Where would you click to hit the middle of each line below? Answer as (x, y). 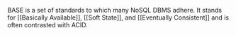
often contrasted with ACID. (48, 25)
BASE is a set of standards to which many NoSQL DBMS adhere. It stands (114, 10)
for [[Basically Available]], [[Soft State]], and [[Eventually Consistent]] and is (118, 17)
